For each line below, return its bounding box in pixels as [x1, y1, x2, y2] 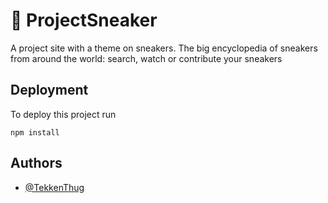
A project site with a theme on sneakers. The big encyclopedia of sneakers [10, 42, 318, 54]
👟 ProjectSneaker [10, 9, 158, 32]
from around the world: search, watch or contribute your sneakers [10, 52, 283, 64]
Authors [10, 155, 63, 172]
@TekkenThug [24, 181, 85, 193]
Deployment [10, 82, 89, 99]
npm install [10, 127, 60, 138]
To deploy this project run [10, 108, 117, 120]
